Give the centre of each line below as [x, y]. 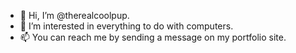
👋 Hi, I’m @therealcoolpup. [74, 15]
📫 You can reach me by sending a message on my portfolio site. [153, 37]
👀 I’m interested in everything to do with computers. [126, 26]
